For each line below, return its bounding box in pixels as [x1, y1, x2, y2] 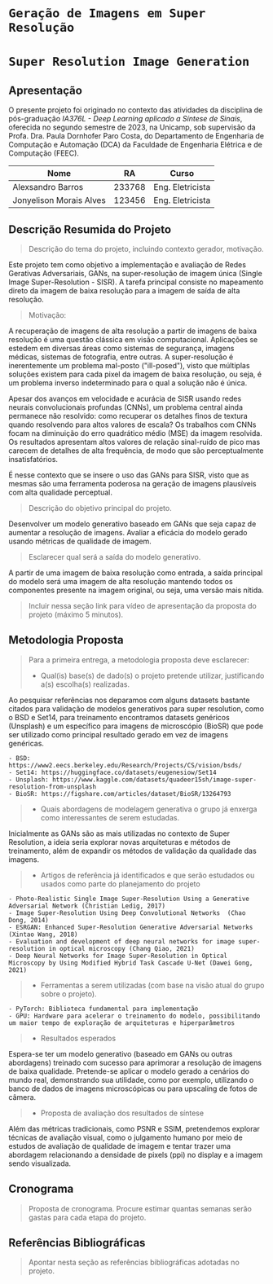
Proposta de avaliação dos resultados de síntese [40, 1108, 205, 1118]
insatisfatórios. [8, 455, 59, 464]
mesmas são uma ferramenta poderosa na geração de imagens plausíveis [8, 479, 257, 488]
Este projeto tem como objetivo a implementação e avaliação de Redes [8, 260, 247, 270]
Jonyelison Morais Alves [12, 195, 106, 206]
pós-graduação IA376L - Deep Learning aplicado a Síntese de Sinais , [8, 114, 243, 124]
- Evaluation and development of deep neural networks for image [8, 937, 235, 946]
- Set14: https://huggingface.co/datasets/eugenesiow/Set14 [8, 768, 218, 776]
